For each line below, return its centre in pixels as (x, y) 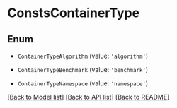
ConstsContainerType (74, 13)
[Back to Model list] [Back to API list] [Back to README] (88, 97)
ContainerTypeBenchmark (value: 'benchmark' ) (83, 70)
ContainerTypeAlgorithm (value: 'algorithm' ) (83, 56)
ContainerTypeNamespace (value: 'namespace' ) (83, 83)
